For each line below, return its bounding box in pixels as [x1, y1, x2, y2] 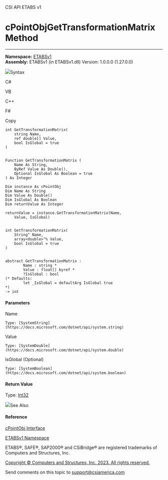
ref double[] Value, [14, 136, 57, 141]
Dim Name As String [5, 188, 46, 193]
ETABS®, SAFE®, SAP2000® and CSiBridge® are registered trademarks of [5, 444, 157, 450]
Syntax [10, 69, 25, 75]
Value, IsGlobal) [14, 214, 50, 219]
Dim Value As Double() [5, 192, 52, 198]
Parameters [5, 299, 30, 305]
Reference [5, 413, 27, 419]
